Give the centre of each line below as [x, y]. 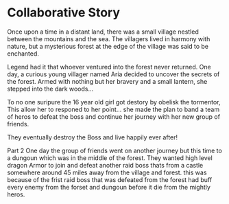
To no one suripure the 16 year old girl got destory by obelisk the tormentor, [114, 102]
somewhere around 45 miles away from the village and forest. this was [107, 172]
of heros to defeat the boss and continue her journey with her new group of [114, 116]
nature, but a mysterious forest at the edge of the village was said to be [108, 46]
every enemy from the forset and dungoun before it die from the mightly [109, 187]
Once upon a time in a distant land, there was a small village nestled [103, 32]
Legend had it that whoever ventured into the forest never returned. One [109, 67]
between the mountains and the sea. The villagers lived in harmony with [109, 38]
